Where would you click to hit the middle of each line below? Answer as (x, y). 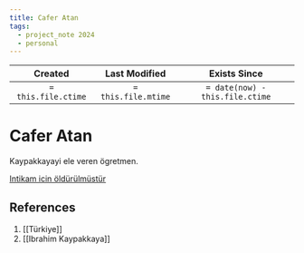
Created (52, 73)
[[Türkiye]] (42, 229)
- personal (38, 43)
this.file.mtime (136, 97)
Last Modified (136, 73)
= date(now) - (236, 88)
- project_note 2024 (56, 34)
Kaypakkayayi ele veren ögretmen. (74, 161)
